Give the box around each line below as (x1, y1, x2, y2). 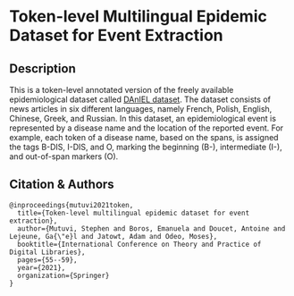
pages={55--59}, (17, 255, 78, 265)
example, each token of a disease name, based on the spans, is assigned (9, 132, 279, 142)
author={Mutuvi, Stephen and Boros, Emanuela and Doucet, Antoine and (17, 224, 286, 233)
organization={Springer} (17, 271, 110, 280)
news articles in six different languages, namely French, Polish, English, (9, 104, 273, 114)
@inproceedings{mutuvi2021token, (9, 200, 134, 209)
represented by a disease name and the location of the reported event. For (9, 123, 284, 133)
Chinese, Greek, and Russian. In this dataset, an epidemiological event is (9, 114, 277, 123)
